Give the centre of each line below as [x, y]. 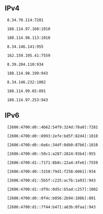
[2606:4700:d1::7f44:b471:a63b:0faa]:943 [51, 207]
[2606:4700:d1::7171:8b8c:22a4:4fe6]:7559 [53, 163]
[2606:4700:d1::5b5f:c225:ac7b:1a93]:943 [51, 180]
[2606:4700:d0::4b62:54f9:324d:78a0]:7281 [53, 127]
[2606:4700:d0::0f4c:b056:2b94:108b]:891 [51, 198]
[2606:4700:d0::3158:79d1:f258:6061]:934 [51, 171]
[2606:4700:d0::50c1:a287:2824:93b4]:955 [51, 154]
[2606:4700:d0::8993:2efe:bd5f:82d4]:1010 [53, 136]
